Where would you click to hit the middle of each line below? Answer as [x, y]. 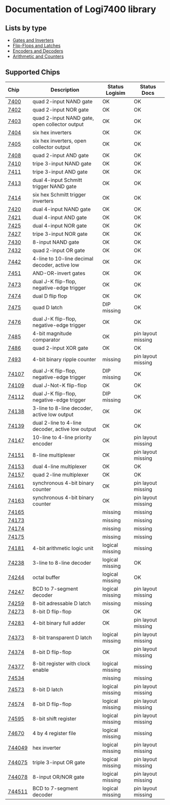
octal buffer [46, 577]
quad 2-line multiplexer [61, 474]
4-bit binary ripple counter [65, 359]
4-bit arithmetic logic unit [63, 548]
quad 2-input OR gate [59, 250]
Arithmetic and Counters [38, 56]
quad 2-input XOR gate [60, 348]
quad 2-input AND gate [61, 155]
